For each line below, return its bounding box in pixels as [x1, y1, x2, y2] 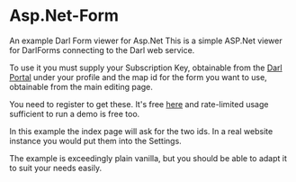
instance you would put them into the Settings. [9, 135, 182, 146]
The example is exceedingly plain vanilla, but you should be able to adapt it [9, 152, 288, 163]
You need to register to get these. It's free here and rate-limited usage [9, 98, 269, 109]
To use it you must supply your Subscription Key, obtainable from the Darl [9, 62, 283, 73]
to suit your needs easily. [9, 162, 103, 173]
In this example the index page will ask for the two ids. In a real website [9, 125, 274, 136]
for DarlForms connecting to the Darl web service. [9, 44, 195, 55]
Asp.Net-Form [9, 5, 120, 26]
